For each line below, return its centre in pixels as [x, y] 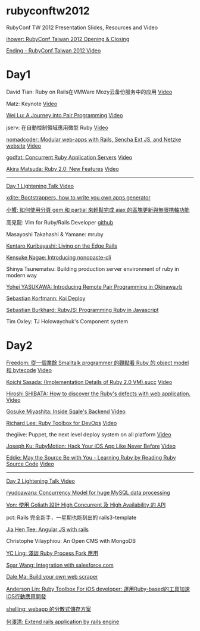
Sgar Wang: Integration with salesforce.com [60, 565]
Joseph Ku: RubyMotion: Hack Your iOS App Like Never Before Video [91, 446]
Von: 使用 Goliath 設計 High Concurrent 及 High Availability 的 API [86, 505]
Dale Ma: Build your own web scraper [52, 576]
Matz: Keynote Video [32, 104]
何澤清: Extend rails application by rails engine [63, 621]
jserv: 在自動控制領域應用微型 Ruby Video [57, 127]
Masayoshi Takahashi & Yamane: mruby [55, 234]
